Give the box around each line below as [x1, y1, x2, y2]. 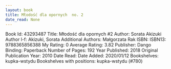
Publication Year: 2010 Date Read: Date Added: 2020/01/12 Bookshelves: [5, 53, 159, 59]
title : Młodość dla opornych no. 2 [5, 12, 83, 17]
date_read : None [5, 17, 40, 22]
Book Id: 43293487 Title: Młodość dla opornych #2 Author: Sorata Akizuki [5, 31, 162, 37]
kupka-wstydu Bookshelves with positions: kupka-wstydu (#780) [5, 58, 143, 64]
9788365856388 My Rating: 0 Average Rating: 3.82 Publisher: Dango [5, 42, 152, 48]
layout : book [5, 7, 33, 13]
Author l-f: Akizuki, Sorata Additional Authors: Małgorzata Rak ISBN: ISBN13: [5, 36, 166, 42]
